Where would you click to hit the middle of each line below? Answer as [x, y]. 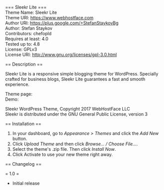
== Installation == [23, 124]
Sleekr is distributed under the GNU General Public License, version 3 [77, 114]
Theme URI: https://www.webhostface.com [49, 18]
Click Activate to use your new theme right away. [62, 154]
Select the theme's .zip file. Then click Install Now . [64, 149]
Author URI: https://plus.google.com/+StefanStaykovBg [62, 23]
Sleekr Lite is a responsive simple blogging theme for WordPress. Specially [82, 74]
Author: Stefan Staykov [29, 28]
